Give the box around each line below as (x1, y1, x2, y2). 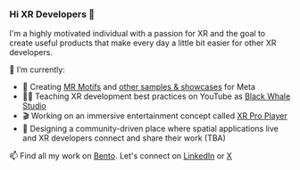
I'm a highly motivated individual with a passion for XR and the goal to (9, 28, 266, 39)
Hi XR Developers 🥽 (9, 8, 96, 20)
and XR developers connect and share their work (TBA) (21, 133, 226, 143)
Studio (21, 101, 46, 111)
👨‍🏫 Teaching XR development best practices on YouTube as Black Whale (21, 91, 291, 101)
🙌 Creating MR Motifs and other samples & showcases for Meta (21, 82, 256, 93)
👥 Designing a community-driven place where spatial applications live (21, 124, 279, 134)
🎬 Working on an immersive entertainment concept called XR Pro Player (21, 110, 287, 121)
